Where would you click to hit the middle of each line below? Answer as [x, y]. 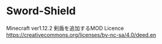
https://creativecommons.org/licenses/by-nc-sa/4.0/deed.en [81, 34]
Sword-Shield [41, 11]
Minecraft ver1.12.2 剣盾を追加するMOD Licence [65, 28]
